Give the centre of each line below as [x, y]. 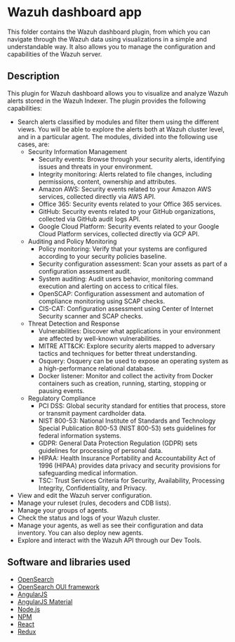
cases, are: [33, 144]
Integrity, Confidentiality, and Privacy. [93, 488]
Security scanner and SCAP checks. [91, 316]
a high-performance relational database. [97, 368]
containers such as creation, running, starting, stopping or [122, 383]
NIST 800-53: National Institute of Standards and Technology [127, 420]
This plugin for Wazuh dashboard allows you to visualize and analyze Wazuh [118, 93]
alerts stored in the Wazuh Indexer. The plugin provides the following [107, 101]
